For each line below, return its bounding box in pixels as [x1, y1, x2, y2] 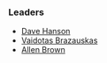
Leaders [8, 6, 45, 18]
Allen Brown [20, 45, 65, 55]
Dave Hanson [20, 26, 71, 37]
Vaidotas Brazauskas [20, 35, 98, 45]
